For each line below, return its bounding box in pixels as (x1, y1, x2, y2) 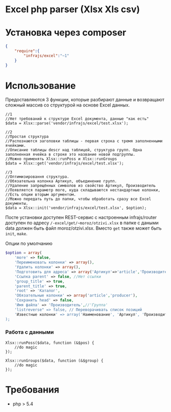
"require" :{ (14, 48, 40, 53)
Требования (5, 384, 60, 396)
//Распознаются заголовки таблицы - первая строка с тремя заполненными (5, 139, 163, 144)
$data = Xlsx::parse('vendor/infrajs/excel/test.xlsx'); (5, 121, 129, 126)
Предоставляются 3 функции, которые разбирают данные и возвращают (5, 97, 164, 103)
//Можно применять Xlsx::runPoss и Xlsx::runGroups (5, 156, 117, 161)
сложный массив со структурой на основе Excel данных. (5, 102, 130, 108)
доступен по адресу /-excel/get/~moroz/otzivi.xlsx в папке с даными (5, 220, 159, 226)
